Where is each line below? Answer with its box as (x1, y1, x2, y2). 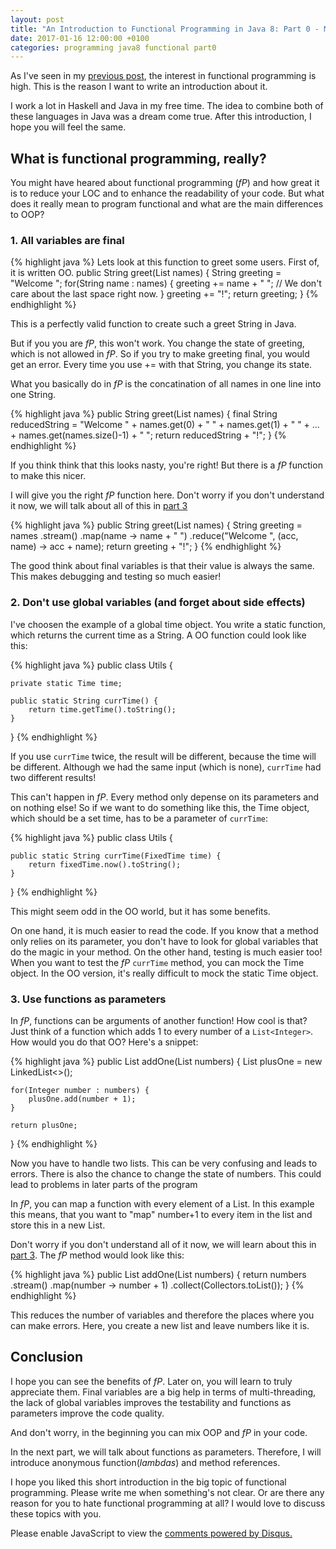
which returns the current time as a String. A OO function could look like (10, 629, 307, 641)
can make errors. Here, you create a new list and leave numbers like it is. (10, 1319, 310, 1331)
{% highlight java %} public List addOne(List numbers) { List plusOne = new (10, 1055, 323, 1067)
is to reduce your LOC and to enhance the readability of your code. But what (10, 187, 325, 200)
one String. (10, 389, 57, 401)
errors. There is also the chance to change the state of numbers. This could (10, 1167, 322, 1180)
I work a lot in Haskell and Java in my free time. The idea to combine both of (10, 100, 324, 112)
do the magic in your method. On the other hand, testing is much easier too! (10, 946, 323, 958)
